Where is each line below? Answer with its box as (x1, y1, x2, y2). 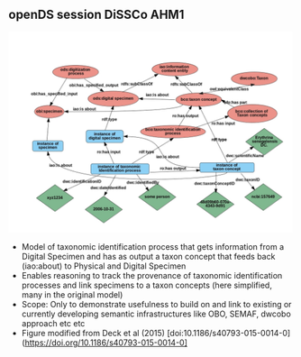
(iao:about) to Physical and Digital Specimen (21, 261, 187, 271)
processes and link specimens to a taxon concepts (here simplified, (21, 279, 272, 291)
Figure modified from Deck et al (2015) (21, 328, 166, 339)
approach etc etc (21, 318, 86, 329)
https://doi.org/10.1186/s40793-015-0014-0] (24, 337, 188, 348)
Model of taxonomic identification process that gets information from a (21, 242, 285, 252)
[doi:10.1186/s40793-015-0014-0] (167, 328, 291, 339)
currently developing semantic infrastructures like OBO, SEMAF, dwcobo (21, 308, 292, 319)
